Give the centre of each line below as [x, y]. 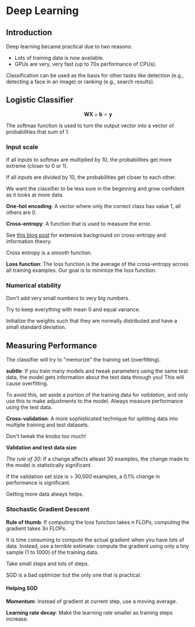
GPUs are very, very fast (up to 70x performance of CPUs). [85, 64]
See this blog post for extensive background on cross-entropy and [86, 235]
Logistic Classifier [40, 100]
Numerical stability [34, 285]
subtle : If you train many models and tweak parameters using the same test [97, 371]
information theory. [29, 241]
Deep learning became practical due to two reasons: [69, 46]
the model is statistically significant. [49, 465]
